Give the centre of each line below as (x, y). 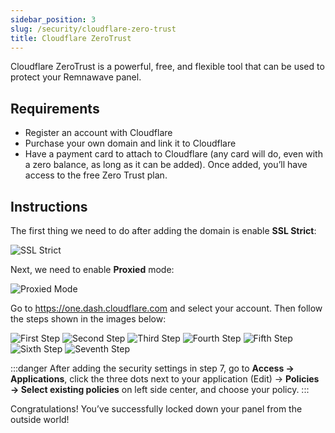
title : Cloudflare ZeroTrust (71, 38)
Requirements (55, 108)
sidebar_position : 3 (53, 19)
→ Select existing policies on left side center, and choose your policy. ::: (160, 389)
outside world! (40, 419)
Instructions (49, 206)
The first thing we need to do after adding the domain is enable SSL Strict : (163, 230)
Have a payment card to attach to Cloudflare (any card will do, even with (173, 154)
